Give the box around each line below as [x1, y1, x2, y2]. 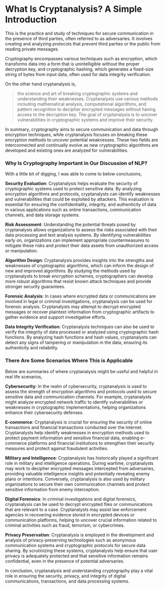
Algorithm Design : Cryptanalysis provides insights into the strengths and [5, 257, 154, 263]
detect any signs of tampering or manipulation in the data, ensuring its [5, 339, 148, 345]
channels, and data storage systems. [5, 212, 80, 218]
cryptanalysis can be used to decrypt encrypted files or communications [5, 501, 153, 507]
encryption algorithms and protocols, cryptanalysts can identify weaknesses [5, 191, 161, 197]
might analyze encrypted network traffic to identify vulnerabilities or [5, 399, 143, 405]
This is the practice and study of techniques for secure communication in [5, 30, 154, 36]
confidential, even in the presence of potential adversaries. [5, 558, 125, 564]
